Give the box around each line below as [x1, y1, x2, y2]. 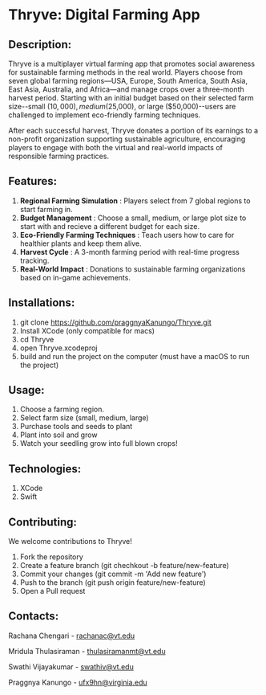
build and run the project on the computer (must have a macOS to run [19, 351, 250, 361]
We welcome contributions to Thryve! [8, 537, 132, 546]
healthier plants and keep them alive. [19, 239, 142, 248]
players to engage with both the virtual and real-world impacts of [8, 143, 223, 152]
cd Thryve [19, 334, 54, 344]
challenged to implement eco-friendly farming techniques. [8, 110, 201, 120]
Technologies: [8, 462, 82, 476]
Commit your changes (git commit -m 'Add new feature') [19, 569, 207, 579]
